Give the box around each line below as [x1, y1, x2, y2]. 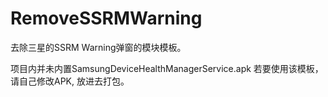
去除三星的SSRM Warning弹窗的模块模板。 [10, 41, 187, 53]
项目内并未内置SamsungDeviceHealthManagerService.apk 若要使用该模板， [10, 62, 324, 74]
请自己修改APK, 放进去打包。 [10, 75, 130, 87]
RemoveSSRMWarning [10, 7, 203, 30]
